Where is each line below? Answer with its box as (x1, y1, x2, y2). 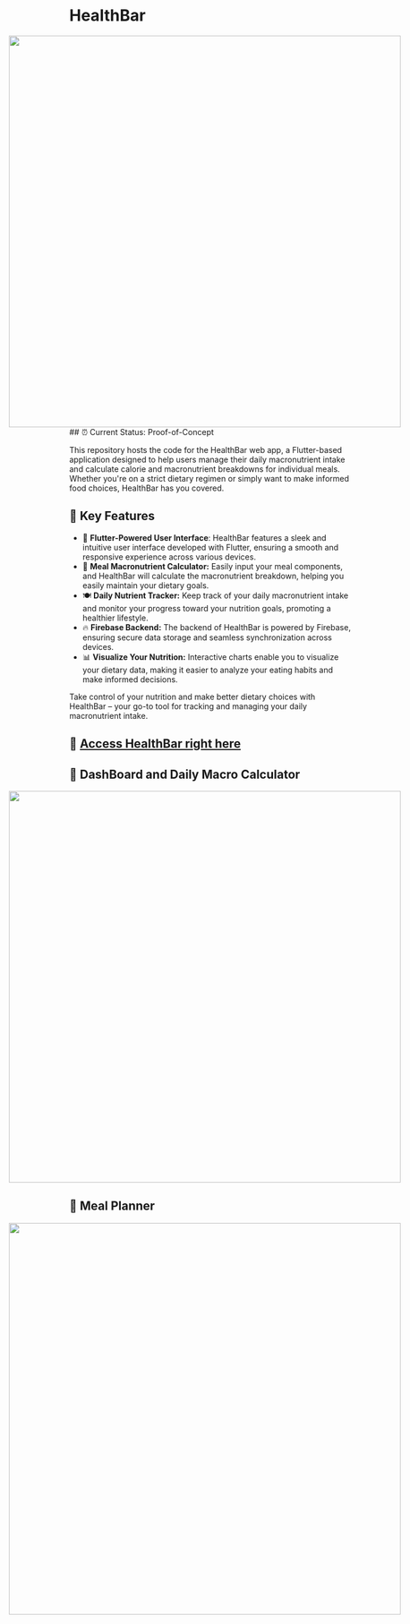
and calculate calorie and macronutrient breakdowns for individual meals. (69, 463, 340, 474)
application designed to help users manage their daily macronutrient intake (69, 454, 346, 465)
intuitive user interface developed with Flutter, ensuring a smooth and (81, 542, 339, 552)
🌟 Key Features (69, 509, 156, 524)
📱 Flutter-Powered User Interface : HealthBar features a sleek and (81, 532, 327, 543)
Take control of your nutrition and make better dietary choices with (69, 691, 316, 702)
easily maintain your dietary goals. (81, 579, 209, 591)
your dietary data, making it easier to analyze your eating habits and (81, 664, 334, 675)
